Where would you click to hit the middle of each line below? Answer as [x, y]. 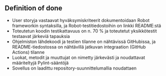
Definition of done [33, 8]
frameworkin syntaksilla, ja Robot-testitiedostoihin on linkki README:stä [87, 25]
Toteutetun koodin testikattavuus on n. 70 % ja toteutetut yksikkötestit [84, 31]
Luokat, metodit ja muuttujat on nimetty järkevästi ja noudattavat [78, 57]
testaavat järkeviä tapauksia [41, 36]
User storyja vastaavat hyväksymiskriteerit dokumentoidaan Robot [81, 20]
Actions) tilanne [28, 52]
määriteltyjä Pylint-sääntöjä [40, 62]
